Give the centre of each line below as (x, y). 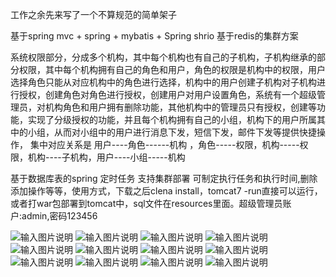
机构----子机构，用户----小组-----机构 (106, 157)
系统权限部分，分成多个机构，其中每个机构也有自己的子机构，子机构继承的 (163, 57)
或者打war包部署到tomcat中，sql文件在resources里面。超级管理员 (146, 203)
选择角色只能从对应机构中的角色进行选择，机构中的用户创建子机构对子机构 (163, 82)
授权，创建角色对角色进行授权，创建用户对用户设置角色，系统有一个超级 (167, 94)
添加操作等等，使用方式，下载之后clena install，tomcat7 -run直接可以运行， (166, 191)
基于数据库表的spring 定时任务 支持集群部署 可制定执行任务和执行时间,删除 (164, 178)
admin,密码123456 (59, 216)
